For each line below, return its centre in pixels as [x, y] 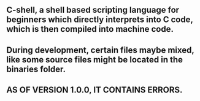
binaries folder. [36, 69]
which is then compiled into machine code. [90, 29]
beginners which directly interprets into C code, [100, 20]
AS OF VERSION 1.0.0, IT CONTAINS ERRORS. [94, 90]
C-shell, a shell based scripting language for [93, 10]
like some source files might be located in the [94, 60]
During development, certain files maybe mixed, [100, 50]
